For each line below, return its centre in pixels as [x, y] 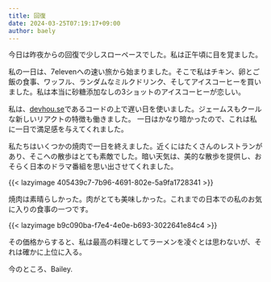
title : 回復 [27, 16]
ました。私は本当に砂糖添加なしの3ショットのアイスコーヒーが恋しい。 [127, 92]
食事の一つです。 [64, 209]
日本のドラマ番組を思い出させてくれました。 [104, 167]
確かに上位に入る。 [54, 252]
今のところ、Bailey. [40, 269]
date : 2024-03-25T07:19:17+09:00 [65, 23]
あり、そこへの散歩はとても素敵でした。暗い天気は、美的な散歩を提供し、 [132, 156]
